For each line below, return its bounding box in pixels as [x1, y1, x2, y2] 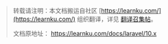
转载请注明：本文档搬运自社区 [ [12, 7, 101, 14]
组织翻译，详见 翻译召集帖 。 [77, 15, 157, 23]
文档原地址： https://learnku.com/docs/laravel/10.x [12, 30, 157, 37]
